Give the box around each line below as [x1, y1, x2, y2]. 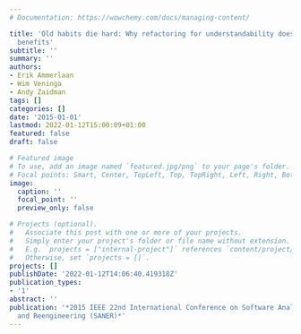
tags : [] [9, 96, 42, 105]
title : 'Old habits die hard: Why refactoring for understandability [9, 29, 275, 39]
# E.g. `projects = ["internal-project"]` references [9, 244, 222, 253]
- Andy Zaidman [9, 87, 66, 97]
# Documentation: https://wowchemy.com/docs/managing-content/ [9, 13, 251, 22]
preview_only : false [17, 203, 94, 213]
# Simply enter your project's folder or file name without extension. [9, 236, 291, 245]
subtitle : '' [9, 46, 58, 55]
